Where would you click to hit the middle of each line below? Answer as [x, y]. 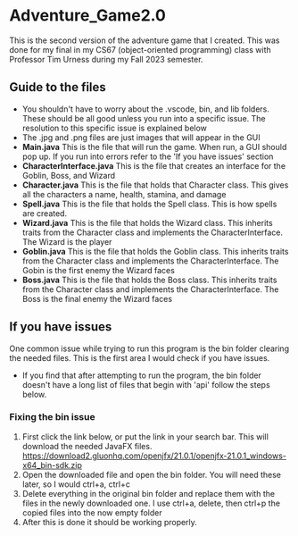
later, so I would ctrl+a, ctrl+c [76, 484]
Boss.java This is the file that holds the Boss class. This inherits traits [149, 280]
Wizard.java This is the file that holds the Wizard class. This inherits [148, 222]
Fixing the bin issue [52, 417]
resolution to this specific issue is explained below [115, 128]
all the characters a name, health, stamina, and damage [124, 194]
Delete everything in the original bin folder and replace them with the [148, 493]
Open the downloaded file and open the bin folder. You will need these [151, 474]
